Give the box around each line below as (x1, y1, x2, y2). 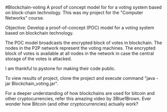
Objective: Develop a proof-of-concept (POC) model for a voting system (5, 25, 154, 31)
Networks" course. (5, 15, 44, 21)
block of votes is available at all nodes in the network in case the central (5, 50, 154, 56)
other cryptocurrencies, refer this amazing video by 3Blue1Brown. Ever (5, 95, 151, 101)
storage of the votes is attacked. (5, 56, 72, 62)
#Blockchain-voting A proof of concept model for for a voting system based (5, 5, 162, 10)
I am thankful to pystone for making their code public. (5, 65, 116, 71)
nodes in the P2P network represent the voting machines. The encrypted (5, 45, 156, 51)
